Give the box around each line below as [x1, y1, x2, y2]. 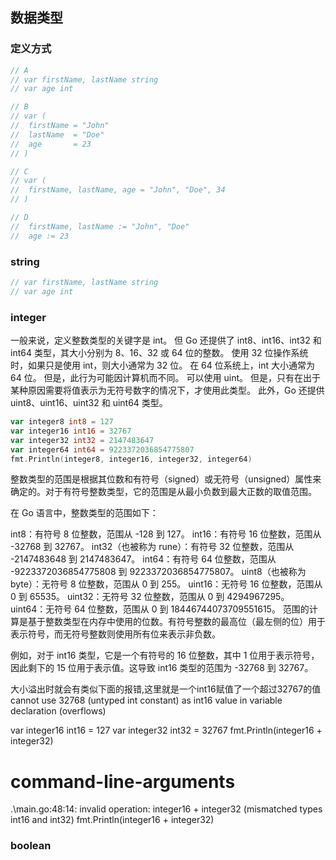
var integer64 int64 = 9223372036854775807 [10, 444, 195, 455]
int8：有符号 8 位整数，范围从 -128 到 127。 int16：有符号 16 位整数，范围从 [10, 528, 322, 540]
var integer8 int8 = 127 [10, 417, 114, 427]
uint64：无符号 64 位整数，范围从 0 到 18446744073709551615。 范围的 [10, 603, 310, 615]
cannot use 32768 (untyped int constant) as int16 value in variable [10, 694, 283, 707]
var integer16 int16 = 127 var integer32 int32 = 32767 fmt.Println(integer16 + [10, 724, 323, 737]
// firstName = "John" [10, 121, 110, 131]
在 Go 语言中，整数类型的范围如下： [10, 507, 159, 519]
